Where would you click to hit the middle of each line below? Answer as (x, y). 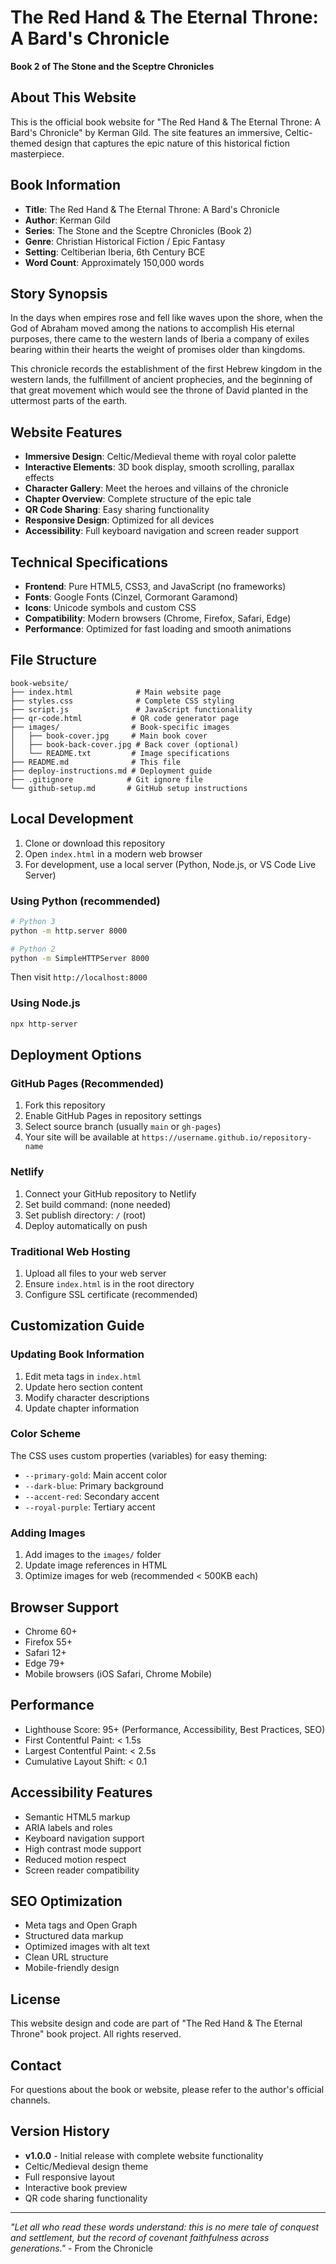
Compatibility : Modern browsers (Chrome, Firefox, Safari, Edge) (158, 618)
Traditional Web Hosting (70, 1251)
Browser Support (65, 1607)
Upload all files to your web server (95, 1273)
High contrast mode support (83, 1848)
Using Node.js (45, 1003)
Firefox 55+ (48, 1642)
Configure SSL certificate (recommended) (111, 1294)
